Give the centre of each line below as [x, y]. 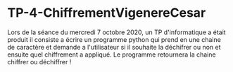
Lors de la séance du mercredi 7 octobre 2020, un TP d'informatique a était [117, 32]
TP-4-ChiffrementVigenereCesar [107, 13]
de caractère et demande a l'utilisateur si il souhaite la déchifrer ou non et [114, 47]
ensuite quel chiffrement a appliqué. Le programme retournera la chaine [112, 55]
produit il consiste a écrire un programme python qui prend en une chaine [114, 39]
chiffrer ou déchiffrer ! [39, 62]
